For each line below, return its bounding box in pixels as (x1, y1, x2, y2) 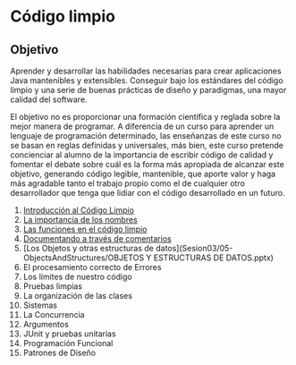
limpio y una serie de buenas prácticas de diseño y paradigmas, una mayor (10, 85, 287, 95)
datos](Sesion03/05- (156, 243, 233, 253)
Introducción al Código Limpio (22, 205, 135, 216)
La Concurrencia (22, 310, 85, 319)
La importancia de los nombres (22, 215, 138, 225)
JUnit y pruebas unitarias (22, 328, 116, 339)
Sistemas (22, 300, 57, 310)
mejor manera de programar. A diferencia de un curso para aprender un (10, 121, 275, 132)
